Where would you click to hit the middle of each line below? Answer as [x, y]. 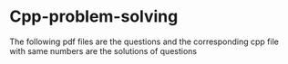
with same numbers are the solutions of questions [103, 50]
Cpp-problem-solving [94, 17]
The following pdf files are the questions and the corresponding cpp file [144, 41]
